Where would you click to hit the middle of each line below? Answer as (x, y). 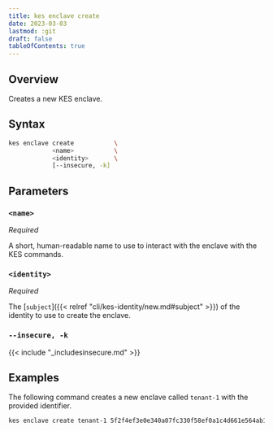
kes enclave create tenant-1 (58, 421)
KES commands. (36, 254)
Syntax (27, 124)
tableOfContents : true (47, 46)
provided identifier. (40, 406)
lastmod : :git (32, 31)
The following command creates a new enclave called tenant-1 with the (128, 397)
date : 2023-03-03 (38, 24)
